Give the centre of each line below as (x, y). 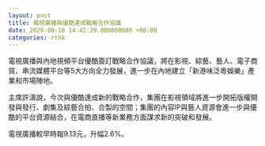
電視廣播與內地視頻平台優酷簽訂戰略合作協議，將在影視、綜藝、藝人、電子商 (133, 61)
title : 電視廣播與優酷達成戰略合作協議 (65, 23)
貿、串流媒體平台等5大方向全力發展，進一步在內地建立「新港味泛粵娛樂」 (128, 71)
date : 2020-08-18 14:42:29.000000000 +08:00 (83, 30)
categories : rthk (37, 37)
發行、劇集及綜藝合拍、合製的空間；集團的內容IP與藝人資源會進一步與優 (139, 107)
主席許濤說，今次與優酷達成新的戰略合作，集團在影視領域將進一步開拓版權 (129, 97)
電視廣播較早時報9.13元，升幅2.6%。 (68, 134)
